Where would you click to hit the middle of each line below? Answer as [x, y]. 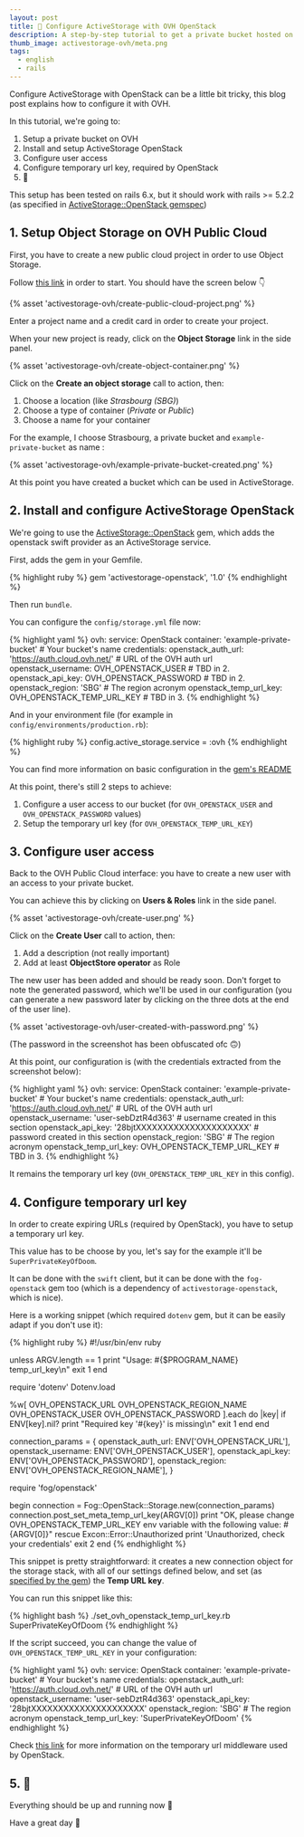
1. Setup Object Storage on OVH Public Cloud [138, 233]
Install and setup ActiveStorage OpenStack [102, 148]
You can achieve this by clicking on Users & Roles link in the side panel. [143, 901]
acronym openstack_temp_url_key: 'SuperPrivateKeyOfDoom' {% [131, 1718]
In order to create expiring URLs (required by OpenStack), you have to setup [152, 1224]
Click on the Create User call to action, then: [92, 936]
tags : [19, 52]
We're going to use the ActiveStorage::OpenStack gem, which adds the [142, 532]
